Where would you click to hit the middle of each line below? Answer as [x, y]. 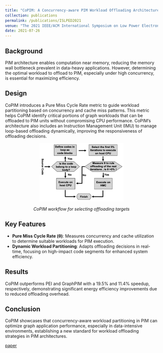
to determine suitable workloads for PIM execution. [63, 241]
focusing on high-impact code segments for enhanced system [86, 251]
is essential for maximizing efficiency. [42, 78]
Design [16, 93]
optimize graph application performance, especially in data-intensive [74, 326]
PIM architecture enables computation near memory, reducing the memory [80, 63]
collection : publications [31, 15]
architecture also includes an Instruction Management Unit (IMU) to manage [81, 126]
